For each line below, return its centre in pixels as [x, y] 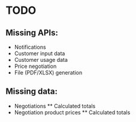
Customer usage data [41, 60]
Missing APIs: [32, 33]
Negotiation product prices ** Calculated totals [72, 112]
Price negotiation [35, 66]
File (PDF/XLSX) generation [48, 72]
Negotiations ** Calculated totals [55, 106]
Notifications [30, 47]
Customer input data [40, 53]
